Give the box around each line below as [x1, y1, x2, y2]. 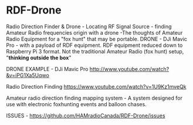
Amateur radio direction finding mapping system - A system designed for [6, 94, 183, 102]
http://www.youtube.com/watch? [89, 65, 170, 72]
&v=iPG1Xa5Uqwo [6, 72, 50, 79]
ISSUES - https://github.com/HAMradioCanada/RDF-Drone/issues [6, 112, 165, 119]
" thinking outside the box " [6, 54, 72, 61]
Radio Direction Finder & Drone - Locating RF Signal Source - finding [6, 23, 172, 30]
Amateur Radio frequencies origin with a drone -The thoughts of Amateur [6, 29, 183, 36]
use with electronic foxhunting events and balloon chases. [6, 100, 147, 107]
